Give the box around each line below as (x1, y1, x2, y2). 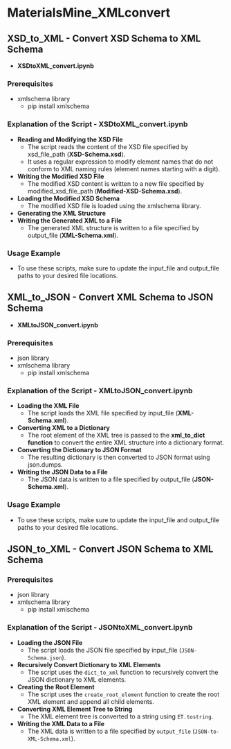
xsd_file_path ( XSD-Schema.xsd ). (27, 150, 126, 158)
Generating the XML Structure (17, 209, 106, 217)
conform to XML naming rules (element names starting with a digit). (27, 164, 220, 173)
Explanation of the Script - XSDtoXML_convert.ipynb (7, 119, 188, 129)
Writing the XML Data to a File (17, 719, 105, 728)
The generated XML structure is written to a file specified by (27, 223, 199, 232)
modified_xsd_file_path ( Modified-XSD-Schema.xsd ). (27, 187, 183, 195)
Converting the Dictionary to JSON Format (17, 446, 142, 454)
